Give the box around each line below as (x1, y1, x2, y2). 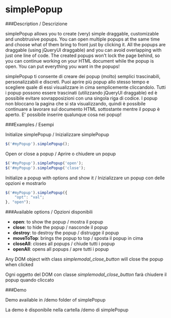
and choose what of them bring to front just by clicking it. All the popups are (5, 41, 166, 47)
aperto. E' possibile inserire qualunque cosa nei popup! (5, 111, 122, 118)
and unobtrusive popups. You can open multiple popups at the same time (5, 36, 160, 42)
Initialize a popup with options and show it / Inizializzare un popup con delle (5, 175, 165, 181)
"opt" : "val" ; (14, 195, 45, 200)
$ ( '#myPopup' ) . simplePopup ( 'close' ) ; (5, 165, 86, 171)
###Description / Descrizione (5, 21, 68, 27)
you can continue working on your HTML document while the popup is (5, 58, 154, 64)
